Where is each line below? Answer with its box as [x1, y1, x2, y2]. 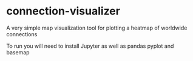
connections [6, 30, 38, 37]
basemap [6, 48, 30, 56]
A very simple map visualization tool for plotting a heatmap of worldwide [6, 24, 188, 31]
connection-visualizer [6, 4, 120, 18]
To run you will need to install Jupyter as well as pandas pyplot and [6, 42, 174, 50]
